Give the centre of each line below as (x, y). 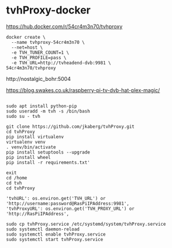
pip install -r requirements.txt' (48, 162)
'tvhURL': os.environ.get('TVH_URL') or (56, 198)
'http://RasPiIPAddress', (37, 214)
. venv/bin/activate (31, 147)
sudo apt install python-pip (42, 106)
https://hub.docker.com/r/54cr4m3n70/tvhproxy (64, 26)
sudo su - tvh (23, 116)
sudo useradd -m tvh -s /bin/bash (48, 111)
